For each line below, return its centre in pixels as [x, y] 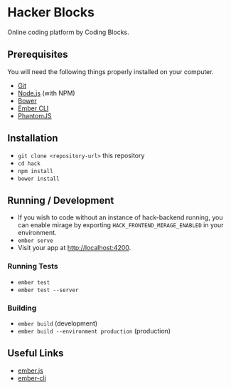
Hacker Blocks [51, 12]
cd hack [29, 164]
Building [22, 308]
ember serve [35, 241]
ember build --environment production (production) [94, 331]
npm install [35, 171]
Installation [33, 139]
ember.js [31, 370]
